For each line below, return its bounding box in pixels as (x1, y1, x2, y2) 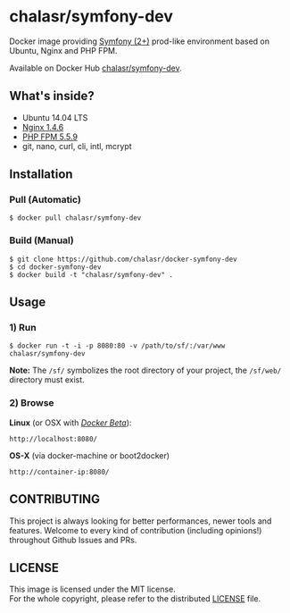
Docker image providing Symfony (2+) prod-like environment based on (9, 36, 270, 46)
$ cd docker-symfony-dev (9, 262, 102, 272)
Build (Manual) (9, 234, 74, 247)
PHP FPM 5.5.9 (21, 131, 79, 142)
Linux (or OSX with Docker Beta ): (9, 417, 132, 428)
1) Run (9, 322, 37, 334)
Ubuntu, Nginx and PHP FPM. (9, 45, 118, 55)
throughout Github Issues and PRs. (9, 534, 137, 545)
